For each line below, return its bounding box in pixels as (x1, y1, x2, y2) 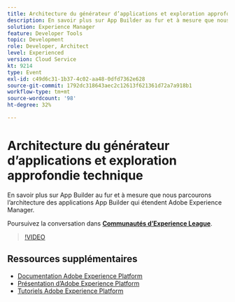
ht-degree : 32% (7, 102, 52, 109)
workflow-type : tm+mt (7, 88, 71, 95)
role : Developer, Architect (7, 43, 90, 50)
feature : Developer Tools (7, 29, 83, 37)
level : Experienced (7, 50, 64, 57)
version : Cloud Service (7, 56, 77, 63)
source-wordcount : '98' (7, 95, 77, 102)
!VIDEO (24, 233, 45, 241)
